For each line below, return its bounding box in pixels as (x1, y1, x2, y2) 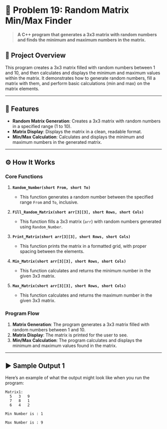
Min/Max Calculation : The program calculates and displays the (12, 337, 143, 343)
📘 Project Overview (5, 51, 66, 60)
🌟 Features (5, 105, 39, 113)
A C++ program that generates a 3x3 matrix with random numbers (17, 31, 158, 37)
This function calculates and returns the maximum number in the (19, 292, 153, 298)
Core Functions (5, 173, 43, 180)
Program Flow (5, 310, 40, 317)
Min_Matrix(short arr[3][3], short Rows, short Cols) (12, 259, 126, 264)
